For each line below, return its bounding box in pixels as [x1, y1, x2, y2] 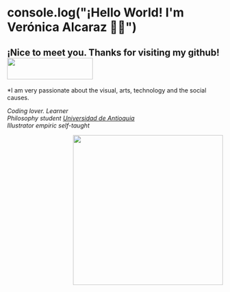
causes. [7, 94, 29, 101]
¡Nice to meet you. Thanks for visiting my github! [7, 47, 220, 58]
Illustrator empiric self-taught [7, 121, 90, 130]
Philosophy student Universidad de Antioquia [7, 114, 135, 122]
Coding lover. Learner [7, 107, 68, 114]
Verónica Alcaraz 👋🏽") [7, 19, 137, 35]
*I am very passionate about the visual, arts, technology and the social [7, 86, 207, 94]
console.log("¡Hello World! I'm [7, 5, 184, 21]
